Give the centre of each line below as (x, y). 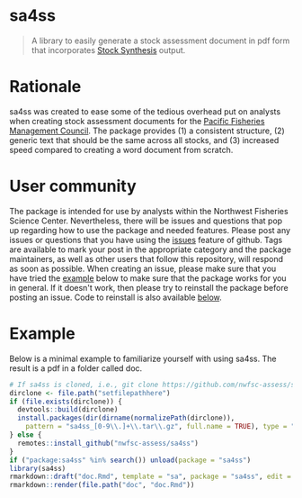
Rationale (45, 87)
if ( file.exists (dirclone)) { (66, 402)
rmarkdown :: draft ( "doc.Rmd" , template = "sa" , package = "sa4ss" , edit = (151, 477)
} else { (26, 435)
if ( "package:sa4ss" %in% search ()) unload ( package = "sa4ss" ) (130, 460)
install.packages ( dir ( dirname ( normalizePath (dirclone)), (126, 418)
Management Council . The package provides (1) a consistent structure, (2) (147, 131)
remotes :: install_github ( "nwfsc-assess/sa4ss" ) (108, 443)
